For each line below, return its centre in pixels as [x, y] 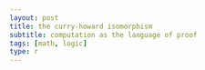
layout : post [34, 18]
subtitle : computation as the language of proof [103, 35]
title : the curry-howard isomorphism [81, 26]
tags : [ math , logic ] [49, 43]
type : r [24, 52]
